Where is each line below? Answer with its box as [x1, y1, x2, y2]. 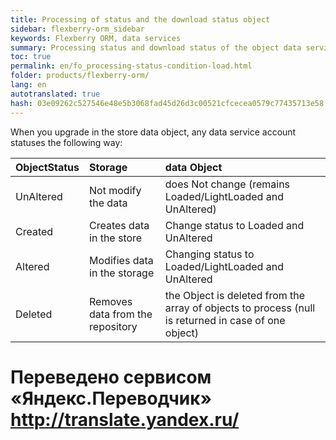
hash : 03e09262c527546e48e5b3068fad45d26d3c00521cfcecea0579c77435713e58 [10, 98, 325, 108]
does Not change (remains [164, 177, 291, 191]
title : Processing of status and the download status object [10, 14, 271, 25]
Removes [89, 294, 133, 308]
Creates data [89, 218, 150, 232]
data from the [89, 307, 153, 321]
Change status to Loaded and [164, 218, 305, 232]
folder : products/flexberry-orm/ [10, 71, 150, 81]
